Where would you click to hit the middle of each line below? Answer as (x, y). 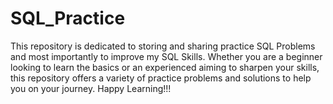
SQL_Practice (68, 18)
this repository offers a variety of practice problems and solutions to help (161, 78)
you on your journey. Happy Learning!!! (91, 88)
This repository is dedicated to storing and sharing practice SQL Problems (163, 46)
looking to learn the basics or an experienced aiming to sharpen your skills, (165, 67)
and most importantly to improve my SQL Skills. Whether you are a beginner (166, 56)
